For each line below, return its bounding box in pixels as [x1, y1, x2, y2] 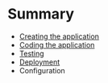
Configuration [19, 65, 65, 75]
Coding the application [19, 39, 95, 49]
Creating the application [19, 31, 100, 41]
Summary [7, 5, 74, 23]
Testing [19, 48, 45, 58]
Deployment [19, 57, 60, 67]
